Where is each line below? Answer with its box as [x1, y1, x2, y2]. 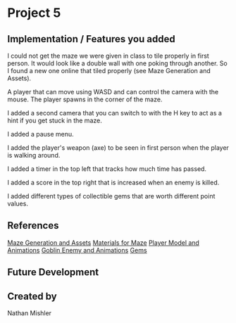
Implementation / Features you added [7, 33, 175, 45]
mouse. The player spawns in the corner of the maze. [7, 95, 163, 103]
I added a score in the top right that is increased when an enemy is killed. [7, 178, 220, 186]
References [7, 220, 59, 232]
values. [7, 199, 28, 208]
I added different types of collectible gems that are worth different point [7, 192, 216, 200]
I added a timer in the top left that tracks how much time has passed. [7, 165, 206, 173]
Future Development [7, 266, 99, 279]
